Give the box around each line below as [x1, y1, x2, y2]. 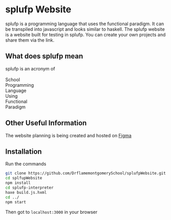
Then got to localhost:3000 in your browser [5, 209, 98, 215]
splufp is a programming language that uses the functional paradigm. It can [5, 21, 164, 27]
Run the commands [5, 161, 47, 167]
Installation [5, 147, 42, 156]
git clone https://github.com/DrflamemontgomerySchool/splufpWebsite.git [5, 171, 166, 176]
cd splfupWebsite [5, 176, 42, 181]
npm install [5, 180, 31, 186]
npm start [5, 199, 27, 205]
